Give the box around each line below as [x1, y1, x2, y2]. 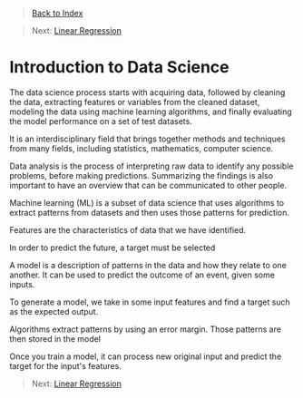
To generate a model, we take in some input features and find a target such [9, 296, 290, 307]
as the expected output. [9, 306, 99, 316]
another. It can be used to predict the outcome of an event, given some [9, 269, 275, 280]
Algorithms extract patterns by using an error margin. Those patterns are [9, 324, 281, 335]
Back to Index [31, 8, 83, 18]
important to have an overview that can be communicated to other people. [9, 180, 288, 190]
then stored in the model [9, 333, 102, 344]
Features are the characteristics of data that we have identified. [9, 224, 247, 235]
